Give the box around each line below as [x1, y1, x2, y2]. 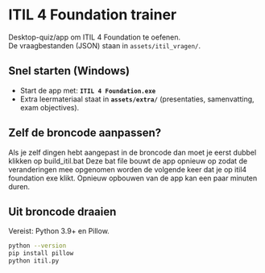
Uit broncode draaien [8, 205, 117, 218]
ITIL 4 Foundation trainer [8, 6, 177, 24]
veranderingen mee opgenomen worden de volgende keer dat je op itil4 [8, 164, 247, 174]
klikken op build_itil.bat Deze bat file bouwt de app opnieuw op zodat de [8, 155, 248, 166]
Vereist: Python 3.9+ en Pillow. [8, 226, 110, 236]
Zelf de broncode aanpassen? [8, 126, 162, 140]
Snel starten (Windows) [8, 64, 130, 78]
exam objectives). [19, 102, 80, 112]
